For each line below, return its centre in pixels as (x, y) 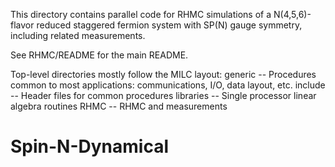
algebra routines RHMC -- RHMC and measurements (119, 106)
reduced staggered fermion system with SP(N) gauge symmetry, (169, 25)
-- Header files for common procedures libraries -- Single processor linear (163, 95)
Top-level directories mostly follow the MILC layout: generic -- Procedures (163, 74)
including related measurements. (78, 35)
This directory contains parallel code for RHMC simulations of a (141, 14)
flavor (22, 25)
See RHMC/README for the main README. (99, 55)
